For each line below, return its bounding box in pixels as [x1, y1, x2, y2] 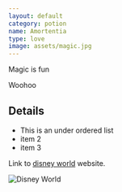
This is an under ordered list [19, 125, 114, 135]
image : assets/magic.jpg [8, 42, 92, 50]
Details [8, 103, 44, 118]
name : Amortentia [8, 27, 67, 35]
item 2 [19, 133, 42, 143]
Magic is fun [8, 64, 50, 74]
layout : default [8, 11, 63, 20]
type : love [8, 34, 45, 43]
